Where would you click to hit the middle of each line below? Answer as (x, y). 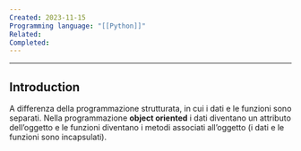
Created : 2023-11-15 (48, 17)
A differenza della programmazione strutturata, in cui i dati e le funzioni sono (150, 109)
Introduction (45, 87)
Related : (26, 34)
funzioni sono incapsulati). (58, 137)
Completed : (30, 42)
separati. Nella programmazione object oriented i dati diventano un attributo (150, 118)
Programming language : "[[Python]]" (77, 26)
